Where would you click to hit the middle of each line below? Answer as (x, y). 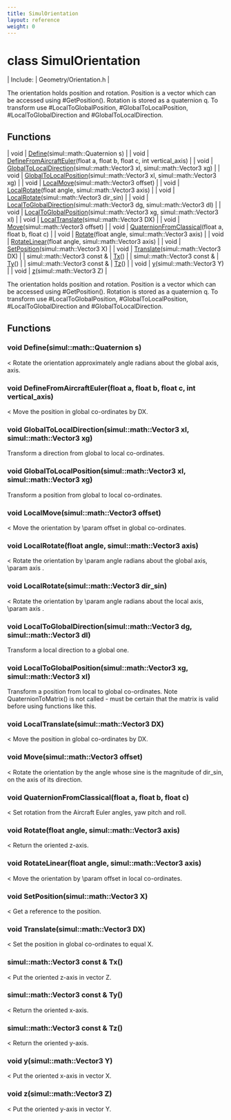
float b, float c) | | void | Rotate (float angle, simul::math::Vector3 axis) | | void (115, 234)
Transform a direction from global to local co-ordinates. (86, 453)
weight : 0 (21, 26)
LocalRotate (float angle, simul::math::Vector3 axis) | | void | (91, 190)
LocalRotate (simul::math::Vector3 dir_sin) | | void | (78, 198)
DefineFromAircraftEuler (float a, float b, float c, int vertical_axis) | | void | (110, 161)
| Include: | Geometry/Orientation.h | (59, 79)
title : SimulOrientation (43, 13)
